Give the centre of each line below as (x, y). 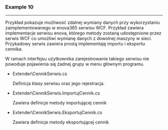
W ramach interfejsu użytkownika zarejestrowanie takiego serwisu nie (77, 59)
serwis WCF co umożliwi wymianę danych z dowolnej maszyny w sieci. (79, 38)
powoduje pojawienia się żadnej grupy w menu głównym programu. (75, 64)
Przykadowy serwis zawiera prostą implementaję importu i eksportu (75, 44)
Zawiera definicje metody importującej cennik (59, 103)
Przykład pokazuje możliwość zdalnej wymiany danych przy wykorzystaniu (82, 22)
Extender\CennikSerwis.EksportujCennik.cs (57, 112)
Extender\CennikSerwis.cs (40, 74)
